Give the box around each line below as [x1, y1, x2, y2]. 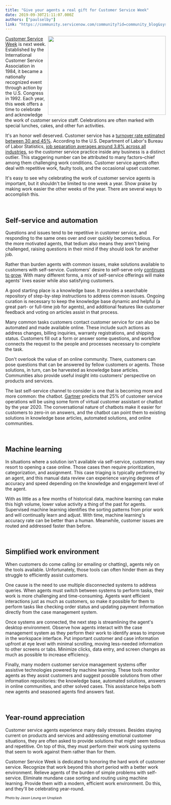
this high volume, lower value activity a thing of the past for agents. [5, 501, 147, 507]
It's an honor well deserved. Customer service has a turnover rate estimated [5, 132, 165, 139]
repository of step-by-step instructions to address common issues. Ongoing [5, 293, 165, 299]
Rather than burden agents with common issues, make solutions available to [5, 261, 165, 267]
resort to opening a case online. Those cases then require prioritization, [5, 464, 156, 470]
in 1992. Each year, [5, 96, 45, 102]
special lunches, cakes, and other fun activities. [5, 123, 105, 129]
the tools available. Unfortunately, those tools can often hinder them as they [5, 566, 164, 572]
